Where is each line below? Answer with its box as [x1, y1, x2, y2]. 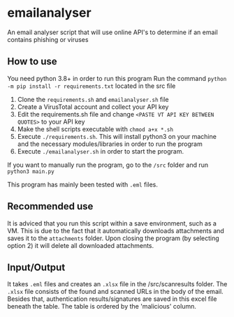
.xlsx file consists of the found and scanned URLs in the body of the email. [7, 288, 224, 296]
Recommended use [7, 200, 94, 212]
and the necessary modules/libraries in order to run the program [17, 140, 203, 148]
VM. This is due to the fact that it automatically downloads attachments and [7, 226, 225, 235]
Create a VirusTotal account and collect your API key [17, 103, 169, 111]
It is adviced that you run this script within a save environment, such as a [7, 219, 217, 228]
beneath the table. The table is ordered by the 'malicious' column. [7, 302, 197, 311]
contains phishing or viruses [7, 35, 89, 43]
